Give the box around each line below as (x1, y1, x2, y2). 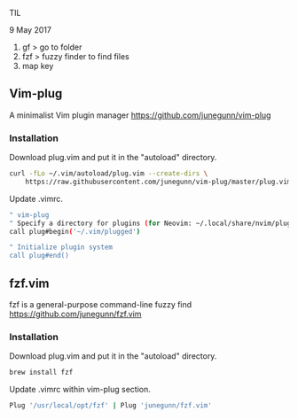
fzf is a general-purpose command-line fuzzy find (9, 299, 192, 310)
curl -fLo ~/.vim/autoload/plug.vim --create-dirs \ (9, 169, 208, 178)
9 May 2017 (9, 25, 51, 35)
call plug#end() (9, 252, 69, 260)
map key (21, 61, 54, 71)
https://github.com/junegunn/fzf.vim (9, 309, 142, 320)
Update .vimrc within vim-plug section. (9, 384, 151, 395)
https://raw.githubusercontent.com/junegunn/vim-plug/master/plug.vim (25, 177, 292, 186)
